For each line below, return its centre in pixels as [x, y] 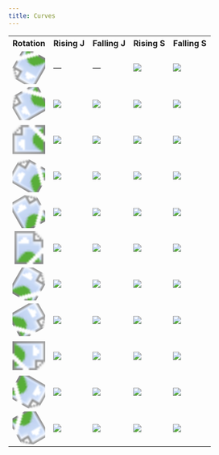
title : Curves [32, 16]
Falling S [190, 43]
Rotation [29, 43]
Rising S [149, 43]
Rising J [69, 43]
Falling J [109, 43]
